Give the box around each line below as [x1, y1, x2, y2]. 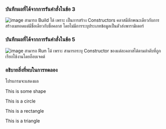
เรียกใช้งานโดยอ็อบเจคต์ [5, 53, 45, 59]
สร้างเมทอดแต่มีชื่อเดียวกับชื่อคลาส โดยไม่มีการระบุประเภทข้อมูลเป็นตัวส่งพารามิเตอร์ [5, 23, 144, 29]
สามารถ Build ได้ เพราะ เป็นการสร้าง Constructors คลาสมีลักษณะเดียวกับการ [25, 17, 160, 23]
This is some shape [5, 88, 46, 94]
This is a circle [5, 98, 36, 104]
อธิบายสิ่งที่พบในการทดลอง [5, 66, 58, 73]
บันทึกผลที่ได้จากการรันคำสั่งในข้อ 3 [5, 6, 76, 13]
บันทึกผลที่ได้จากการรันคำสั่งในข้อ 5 [5, 36, 76, 43]
